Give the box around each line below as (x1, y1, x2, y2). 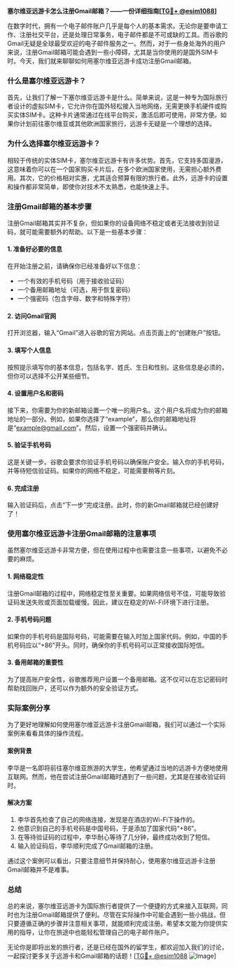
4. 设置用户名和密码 (7, 389, 64, 398)
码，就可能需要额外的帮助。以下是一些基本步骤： (7, 227, 148, 236)
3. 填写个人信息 (7, 346, 52, 354)
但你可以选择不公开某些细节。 (7, 372, 93, 380)
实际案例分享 (7, 703, 51, 712)
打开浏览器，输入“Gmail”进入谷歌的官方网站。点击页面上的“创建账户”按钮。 (7, 329, 225, 337)
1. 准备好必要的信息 (7, 245, 63, 253)
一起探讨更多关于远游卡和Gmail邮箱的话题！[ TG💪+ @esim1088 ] (7, 952, 217, 960)
